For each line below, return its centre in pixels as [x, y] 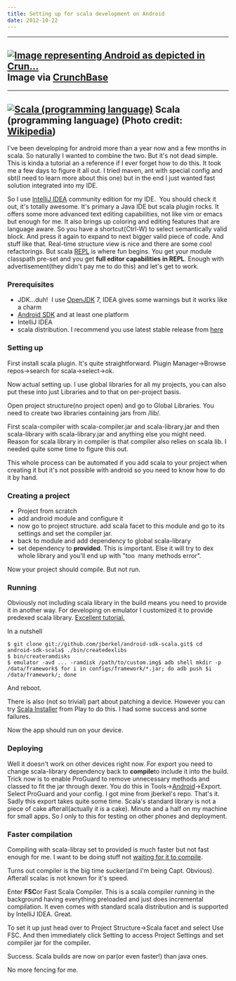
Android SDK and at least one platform [73, 315]
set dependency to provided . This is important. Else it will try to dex [116, 548]
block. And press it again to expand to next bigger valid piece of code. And [116, 237]
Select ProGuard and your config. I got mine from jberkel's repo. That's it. [113, 793]
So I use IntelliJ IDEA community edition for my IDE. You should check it [112, 199]
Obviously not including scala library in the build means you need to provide [117, 603]
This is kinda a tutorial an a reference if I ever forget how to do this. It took [114, 163]
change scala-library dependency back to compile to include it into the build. [118, 771]
